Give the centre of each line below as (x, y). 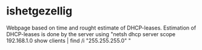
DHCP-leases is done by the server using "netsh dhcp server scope (91, 34)
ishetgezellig (39, 11)
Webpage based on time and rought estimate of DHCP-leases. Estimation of (101, 28)
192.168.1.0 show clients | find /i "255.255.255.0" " (69, 40)
